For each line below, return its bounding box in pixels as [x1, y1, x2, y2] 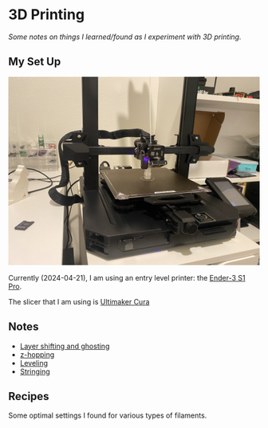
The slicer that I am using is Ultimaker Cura [8, 296, 150, 306]
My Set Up [8, 55, 61, 69]
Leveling [19, 358, 48, 367]
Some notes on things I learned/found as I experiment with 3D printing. [8, 32, 242, 41]
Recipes [8, 389, 49, 403]
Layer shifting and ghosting [19, 341, 110, 351]
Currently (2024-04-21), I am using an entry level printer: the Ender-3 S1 [8, 273, 246, 282]
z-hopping [19, 349, 55, 359]
